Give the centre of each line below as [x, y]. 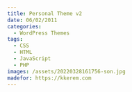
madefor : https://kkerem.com [49, 78]
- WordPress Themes [42, 33]
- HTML [23, 53]
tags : [15, 39]
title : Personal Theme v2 [44, 13]
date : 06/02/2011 [32, 20]
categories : [24, 26]
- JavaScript [32, 59]
